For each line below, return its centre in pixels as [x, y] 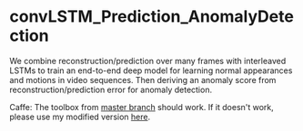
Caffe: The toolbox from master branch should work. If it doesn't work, [142, 107]
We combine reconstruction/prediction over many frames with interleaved [148, 61]
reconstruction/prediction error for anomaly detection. [111, 89]
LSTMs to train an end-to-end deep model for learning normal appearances [151, 70]
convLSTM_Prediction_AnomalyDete [151, 17]
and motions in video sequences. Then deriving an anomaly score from [143, 80]
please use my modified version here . [80, 117]
